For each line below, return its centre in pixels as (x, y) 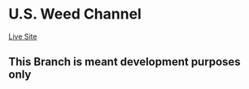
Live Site (23, 36)
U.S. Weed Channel (75, 14)
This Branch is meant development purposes (125, 62)
